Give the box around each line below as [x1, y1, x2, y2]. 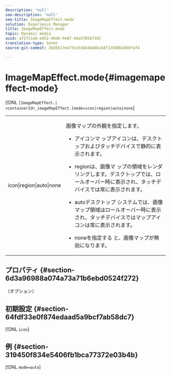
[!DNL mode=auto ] [5, 364, 41, 370]
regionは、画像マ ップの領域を [74, 163, 148, 170]
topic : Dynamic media [5, 31, 51, 36]
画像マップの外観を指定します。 [66, 122, 142, 129]
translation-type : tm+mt [5, 41, 58, 46]
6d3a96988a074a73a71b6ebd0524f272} [5, 274, 139, 282]
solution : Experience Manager [5, 21, 70, 27]
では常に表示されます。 [90, 186, 146, 193]
